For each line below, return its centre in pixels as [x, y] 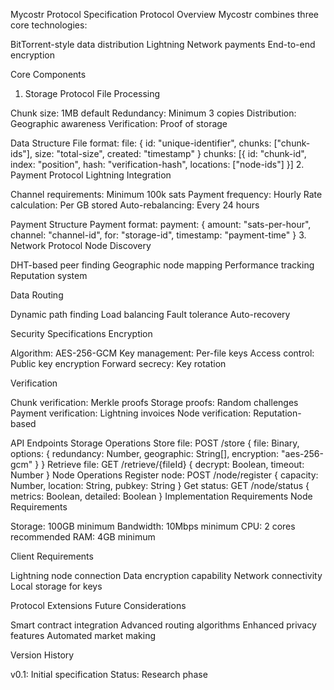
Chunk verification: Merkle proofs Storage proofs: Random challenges [154, 402]
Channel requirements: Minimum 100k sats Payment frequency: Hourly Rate [166, 194]
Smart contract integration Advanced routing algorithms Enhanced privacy [163, 625]
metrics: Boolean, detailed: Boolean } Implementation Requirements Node [161, 496]
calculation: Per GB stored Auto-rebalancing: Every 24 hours [135, 205]
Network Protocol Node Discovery [81, 245]
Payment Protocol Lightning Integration [91, 175]
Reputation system [49, 275]
